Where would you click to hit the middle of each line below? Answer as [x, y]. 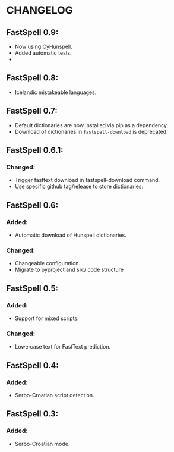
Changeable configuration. [48, 263]
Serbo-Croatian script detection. [54, 395]
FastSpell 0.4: [33, 365]
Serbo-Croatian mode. [42, 444]
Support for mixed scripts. [47, 318]
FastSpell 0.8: [32, 78]
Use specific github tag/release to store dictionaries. [79, 186]
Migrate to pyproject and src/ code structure [69, 270]
